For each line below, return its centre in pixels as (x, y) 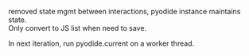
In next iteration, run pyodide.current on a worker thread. (101, 43)
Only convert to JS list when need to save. (78, 28)
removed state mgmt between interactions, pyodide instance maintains (124, 11)
